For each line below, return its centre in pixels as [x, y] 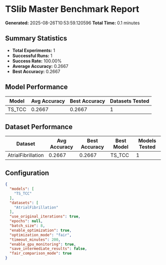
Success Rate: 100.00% [37, 61]
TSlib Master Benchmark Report [72, 9]
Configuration [27, 173]
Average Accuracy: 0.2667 [40, 66]
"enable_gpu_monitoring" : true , [43, 244]
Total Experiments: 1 [34, 50]
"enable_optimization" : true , [41, 230]
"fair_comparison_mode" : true [41, 254]
